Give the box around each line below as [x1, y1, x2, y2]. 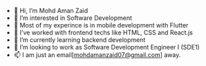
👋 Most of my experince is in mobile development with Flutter [13, 21, 189, 29]
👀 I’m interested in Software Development [13, 14, 133, 22]
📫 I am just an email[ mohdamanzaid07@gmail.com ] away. [13, 51, 181, 58]
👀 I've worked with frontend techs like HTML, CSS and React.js [13, 28, 194, 36]
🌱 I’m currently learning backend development [13, 36, 146, 44]
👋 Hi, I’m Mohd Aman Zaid [13, 7, 88, 14]
